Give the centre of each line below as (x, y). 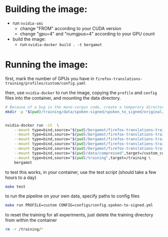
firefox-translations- (119, 79)
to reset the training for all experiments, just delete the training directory (79, 215)
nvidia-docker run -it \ (32, 125)
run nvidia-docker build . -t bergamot (61, 44)
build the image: (29, 39)
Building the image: (46, 9)
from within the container (31, 220)
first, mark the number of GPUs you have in (50, 78)
